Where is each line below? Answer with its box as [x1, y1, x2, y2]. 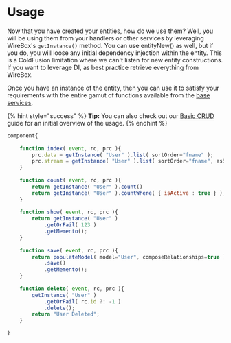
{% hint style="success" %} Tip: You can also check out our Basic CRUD [7, 111, 214, 120]
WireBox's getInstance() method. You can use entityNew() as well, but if [7, 41, 214, 49]
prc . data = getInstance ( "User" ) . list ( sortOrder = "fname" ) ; [32, 152, 214, 158]
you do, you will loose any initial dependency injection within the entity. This [7, 49, 222, 57]
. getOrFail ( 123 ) [43, 222, 97, 228]
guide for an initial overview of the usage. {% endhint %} [7, 119, 168, 127]
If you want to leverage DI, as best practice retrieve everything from [7, 63, 199, 71]
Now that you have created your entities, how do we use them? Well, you [7, 27, 214, 35]
